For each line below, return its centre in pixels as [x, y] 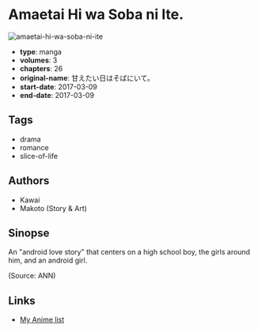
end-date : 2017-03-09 [57, 95]
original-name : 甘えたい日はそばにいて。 [87, 77]
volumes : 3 [38, 60]
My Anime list [42, 320]
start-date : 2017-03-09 [58, 87]
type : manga [40, 51]
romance [34, 147]
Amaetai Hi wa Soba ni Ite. [96, 15]
